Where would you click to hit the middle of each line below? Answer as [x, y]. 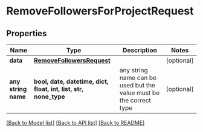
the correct [135, 100]
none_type [50, 96]
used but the [138, 85]
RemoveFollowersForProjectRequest [100, 11]
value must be [140, 93]
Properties [27, 33]
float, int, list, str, [59, 89]
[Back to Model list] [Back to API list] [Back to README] [76, 123]
